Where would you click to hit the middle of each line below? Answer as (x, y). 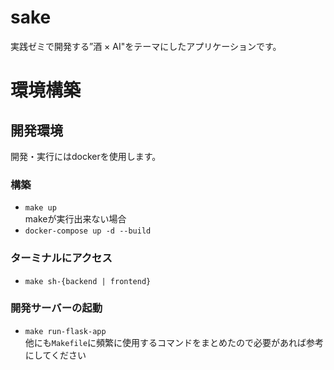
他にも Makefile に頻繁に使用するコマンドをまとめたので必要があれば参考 (174, 342)
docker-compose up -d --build (88, 231)
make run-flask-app (65, 331)
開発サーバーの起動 (56, 308)
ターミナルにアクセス (61, 258)
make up (40, 208)
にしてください (55, 355)
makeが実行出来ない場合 (75, 219)
